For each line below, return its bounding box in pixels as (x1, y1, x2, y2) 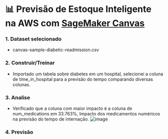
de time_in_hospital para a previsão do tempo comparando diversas (12, 76, 153, 82)
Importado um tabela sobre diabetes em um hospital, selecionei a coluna (12, 71, 163, 77)
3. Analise (5, 94, 30, 101)
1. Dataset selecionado (5, 36, 62, 43)
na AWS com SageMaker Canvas (5, 18, 145, 29)
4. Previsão (5, 128, 34, 135)
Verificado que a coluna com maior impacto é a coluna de (12, 105, 132, 111)
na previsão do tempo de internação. (12, 116, 89, 122)
